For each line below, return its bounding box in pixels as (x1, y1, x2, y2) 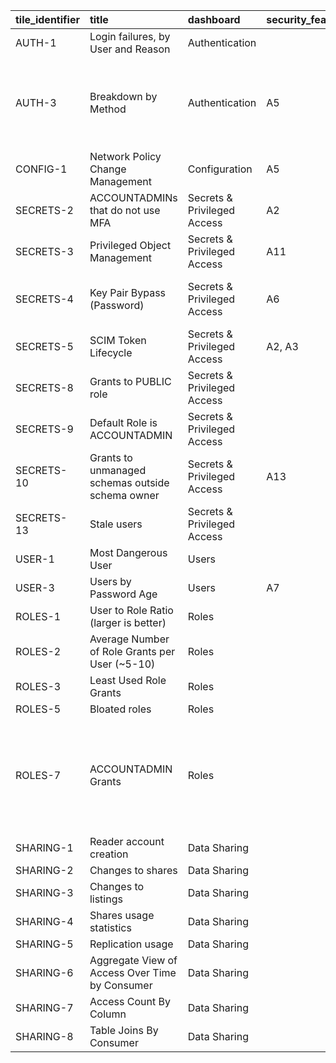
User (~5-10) (89, 657, 156, 671)
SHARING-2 (15, 864, 74, 877)
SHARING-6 (15, 966, 74, 979)
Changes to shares (89, 864, 178, 877)
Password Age (89, 587, 158, 601)
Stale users (89, 517, 143, 531)
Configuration (187, 162, 253, 176)
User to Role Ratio (89, 604, 174, 617)
